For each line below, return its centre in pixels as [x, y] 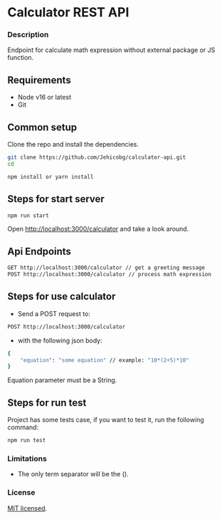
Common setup [42, 127]
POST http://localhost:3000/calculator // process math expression [110, 275]
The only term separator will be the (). [73, 474]
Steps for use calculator [62, 297]
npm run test [27, 441]
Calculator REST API [68, 12]
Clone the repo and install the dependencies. [73, 145]
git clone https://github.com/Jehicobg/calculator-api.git [97, 157]
